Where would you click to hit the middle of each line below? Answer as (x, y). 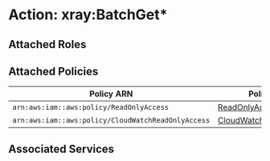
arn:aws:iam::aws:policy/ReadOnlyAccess (90, 107)
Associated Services (61, 149)
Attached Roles (47, 44)
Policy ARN (111, 94)
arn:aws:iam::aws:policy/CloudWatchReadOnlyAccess (111, 121)
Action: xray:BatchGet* (88, 15)
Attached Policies (53, 71)
